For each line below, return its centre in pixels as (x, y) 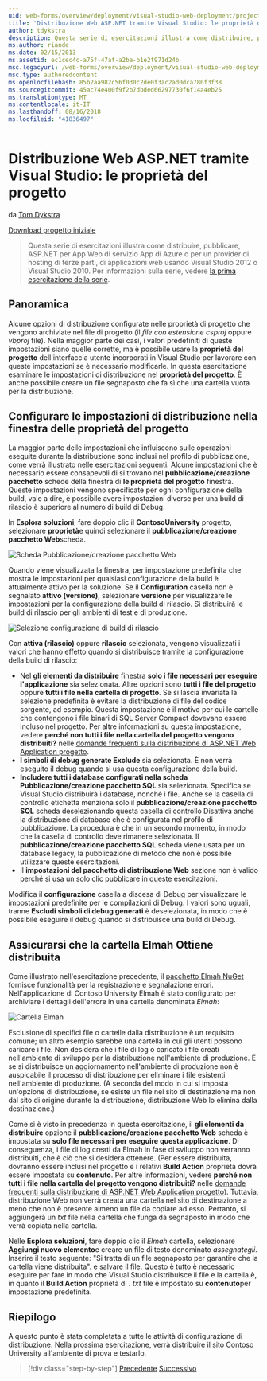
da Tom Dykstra (34, 214)
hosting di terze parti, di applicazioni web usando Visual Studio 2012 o (143, 262)
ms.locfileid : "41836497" (51, 119)
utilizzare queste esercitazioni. (70, 862)
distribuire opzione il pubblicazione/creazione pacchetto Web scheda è (128, 1133)
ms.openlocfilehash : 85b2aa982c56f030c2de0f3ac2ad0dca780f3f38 (115, 82)
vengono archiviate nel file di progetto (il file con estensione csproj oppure (130, 332)
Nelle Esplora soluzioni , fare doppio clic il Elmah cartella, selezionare (122, 1241)
